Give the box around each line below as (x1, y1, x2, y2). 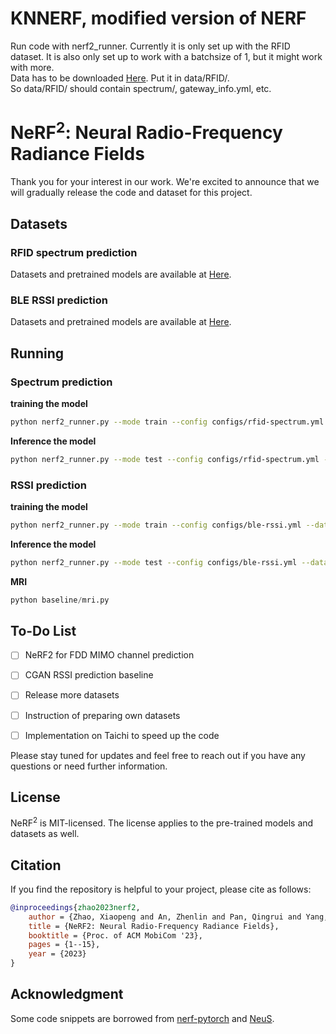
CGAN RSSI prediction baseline (24, 669, 154, 681)
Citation (10, 857, 62, 874)
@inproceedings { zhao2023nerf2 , (10, 902, 141, 912)
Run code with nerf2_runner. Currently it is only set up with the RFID (10, 40, 291, 52)
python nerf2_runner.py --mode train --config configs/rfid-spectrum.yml (10, 417, 325, 427)
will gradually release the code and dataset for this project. (10, 187, 253, 199)
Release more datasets (24, 689, 120, 701)
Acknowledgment (10, 986, 124, 1003)
